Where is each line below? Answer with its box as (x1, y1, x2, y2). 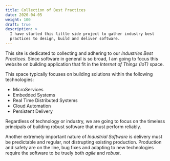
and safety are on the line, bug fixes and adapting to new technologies (5, 144, 154, 150)
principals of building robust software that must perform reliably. (5, 124, 142, 130)
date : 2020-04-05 (5, 12, 42, 17)
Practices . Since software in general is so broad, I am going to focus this (5, 55, 158, 62)
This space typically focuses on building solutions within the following (5, 71, 153, 77)
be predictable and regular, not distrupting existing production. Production (5, 139, 162, 145)
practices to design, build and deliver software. (10, 36, 120, 42)
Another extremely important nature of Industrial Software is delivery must (5, 133, 163, 139)
